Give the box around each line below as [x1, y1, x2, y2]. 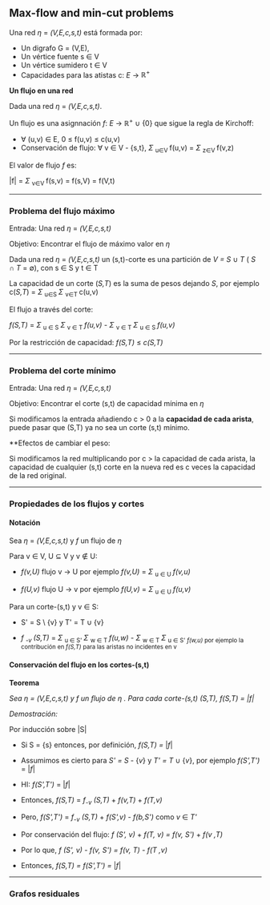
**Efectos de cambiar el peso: [9, 438, 111, 448]
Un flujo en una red [9, 86, 74, 95]
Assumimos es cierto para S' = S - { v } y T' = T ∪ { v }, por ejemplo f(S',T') [20, 755, 260, 765]
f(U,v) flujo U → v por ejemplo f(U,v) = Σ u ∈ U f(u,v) [20, 584, 191, 596]
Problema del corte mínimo [9, 364, 117, 376]
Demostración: [9, 709, 58, 718]
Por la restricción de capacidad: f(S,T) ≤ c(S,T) [9, 337, 163, 347]
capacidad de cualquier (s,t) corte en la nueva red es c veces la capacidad [9, 462, 256, 472]
